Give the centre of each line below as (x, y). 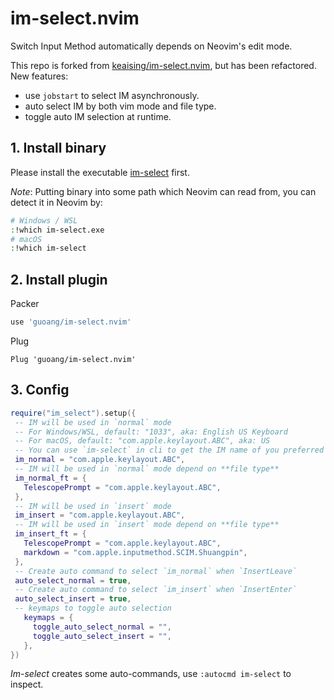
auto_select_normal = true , (73, 580)
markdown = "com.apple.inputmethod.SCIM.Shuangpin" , (135, 552)
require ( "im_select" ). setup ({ (73, 413)
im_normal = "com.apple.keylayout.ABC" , (100, 460)
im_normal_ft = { (50, 478)
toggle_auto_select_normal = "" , (102, 627)
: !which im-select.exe (57, 230)
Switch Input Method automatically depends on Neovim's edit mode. (151, 46)
